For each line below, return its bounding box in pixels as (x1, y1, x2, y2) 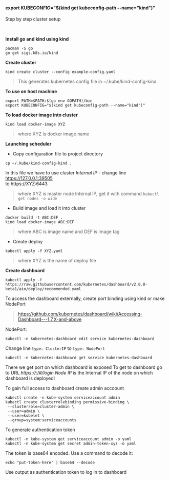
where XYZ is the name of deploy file (17, 258, 96, 264)
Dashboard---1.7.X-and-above (17, 316, 82, 323)
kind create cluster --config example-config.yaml (5, 69, 116, 75)
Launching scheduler (5, 141, 52, 147)
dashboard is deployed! (5, 375, 55, 381)
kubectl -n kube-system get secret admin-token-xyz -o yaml (5, 441, 137, 447)
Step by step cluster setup (5, 16, 61, 22)
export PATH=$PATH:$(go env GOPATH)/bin (5, 98, 93, 103)
